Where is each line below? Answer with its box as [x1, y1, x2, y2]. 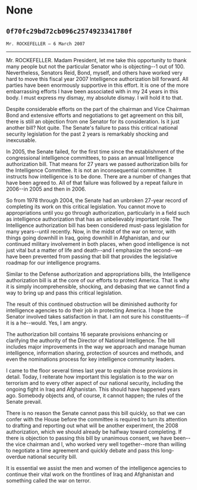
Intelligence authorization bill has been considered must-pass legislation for [6, 222, 189, 229]
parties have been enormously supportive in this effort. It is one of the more [6, 82, 189, 89]
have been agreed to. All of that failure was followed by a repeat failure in [6, 180, 183, 186]
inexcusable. [6, 137, 37, 144]
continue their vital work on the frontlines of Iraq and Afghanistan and [6, 471, 174, 478]
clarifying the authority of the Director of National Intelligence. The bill [6, 337, 175, 344]
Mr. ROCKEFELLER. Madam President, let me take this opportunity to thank [6, 57, 187, 63]
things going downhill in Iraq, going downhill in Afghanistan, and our [6, 234, 170, 241]
